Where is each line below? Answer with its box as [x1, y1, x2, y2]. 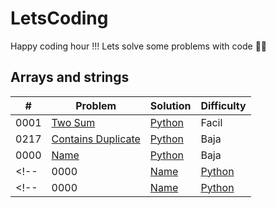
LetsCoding [10, 7, 109, 30]
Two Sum [51, 115, 96, 129]
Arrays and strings [10, 69, 130, 86]
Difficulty [200, 98, 247, 112]
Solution [149, 98, 192, 112]
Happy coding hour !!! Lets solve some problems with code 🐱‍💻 [10, 40, 268, 52]
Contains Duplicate [51, 132, 141, 146]
